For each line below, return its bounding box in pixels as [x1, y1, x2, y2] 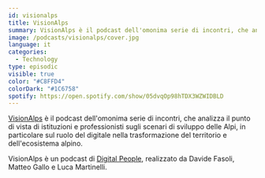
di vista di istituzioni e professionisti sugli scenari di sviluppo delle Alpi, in [8, 122, 246, 132]
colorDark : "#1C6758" [8, 84, 80, 93]
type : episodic [8, 63, 58, 71]
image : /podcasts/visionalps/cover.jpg [8, 33, 140, 42]
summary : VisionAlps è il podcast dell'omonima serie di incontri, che [8, 26, 248, 34]
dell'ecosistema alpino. [8, 139, 83, 148]
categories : [8, 48, 47, 56]
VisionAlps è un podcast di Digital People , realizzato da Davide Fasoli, [8, 154, 235, 164]
